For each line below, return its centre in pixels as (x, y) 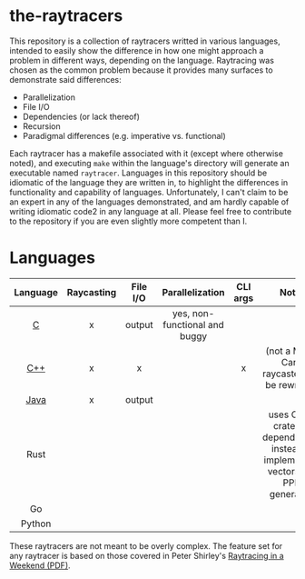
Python (36, 524)
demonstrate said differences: (66, 79)
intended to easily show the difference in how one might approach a (137, 50)
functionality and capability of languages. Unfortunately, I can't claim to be (149, 192)
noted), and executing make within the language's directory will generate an (149, 163)
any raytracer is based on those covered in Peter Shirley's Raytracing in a (147, 555)
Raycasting (92, 292)
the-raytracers (66, 16)
